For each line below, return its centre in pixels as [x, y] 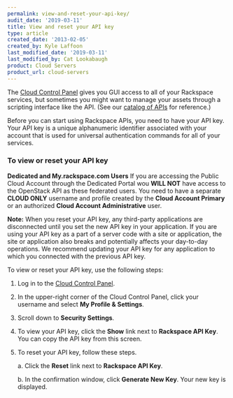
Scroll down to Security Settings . [66, 318]
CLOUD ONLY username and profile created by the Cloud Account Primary [116, 198]
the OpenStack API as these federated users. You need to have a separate [114, 191]
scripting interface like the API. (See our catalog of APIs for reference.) [109, 107]
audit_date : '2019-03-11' [45, 20]
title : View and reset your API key [61, 27]
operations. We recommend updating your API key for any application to [111, 249]
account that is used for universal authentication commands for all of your [114, 135]
